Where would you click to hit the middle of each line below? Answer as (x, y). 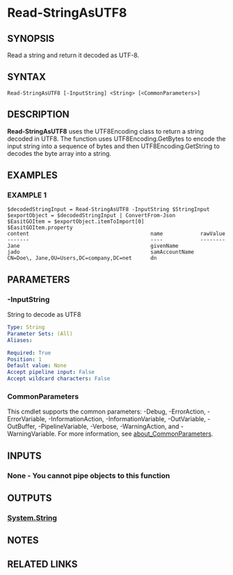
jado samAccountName (101, 252)
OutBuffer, (22, 427)
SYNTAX (27, 77)
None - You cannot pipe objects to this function (89, 475)
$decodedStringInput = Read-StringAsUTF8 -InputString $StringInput (109, 210)
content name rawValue (116, 234)
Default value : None (37, 366)
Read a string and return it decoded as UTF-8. (73, 55)
